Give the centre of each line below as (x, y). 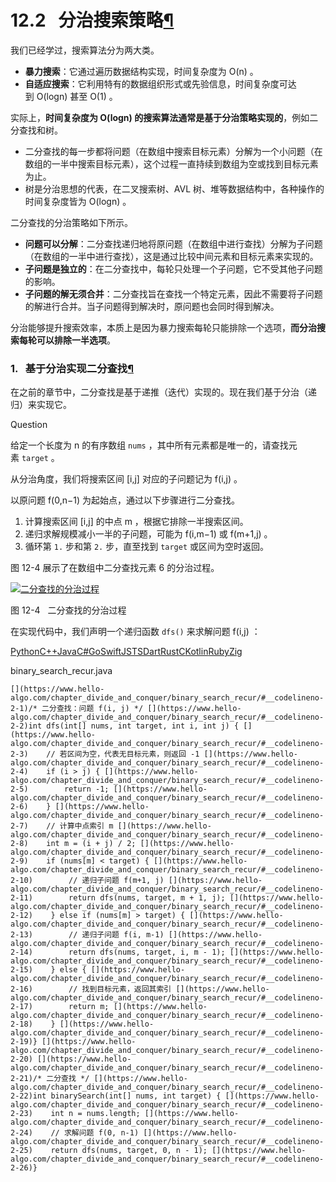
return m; (89, 1007)
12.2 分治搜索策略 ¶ (92, 20)
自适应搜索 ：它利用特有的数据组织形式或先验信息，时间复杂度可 (156, 83)
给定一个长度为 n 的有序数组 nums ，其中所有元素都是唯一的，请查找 (149, 445)
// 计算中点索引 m (80, 826)
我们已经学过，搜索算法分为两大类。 (85, 50)
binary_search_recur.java (61, 671)
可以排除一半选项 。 (76, 340)
